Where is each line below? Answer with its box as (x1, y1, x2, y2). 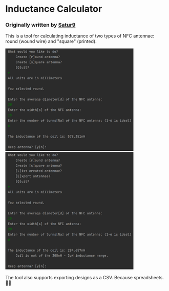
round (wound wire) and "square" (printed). (5, 38, 97, 44)
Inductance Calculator (5, 3, 102, 15)
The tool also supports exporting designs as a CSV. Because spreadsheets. (5, 274, 164, 280)
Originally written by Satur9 (5, 21, 76, 29)
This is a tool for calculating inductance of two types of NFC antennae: (5, 33, 155, 39)
